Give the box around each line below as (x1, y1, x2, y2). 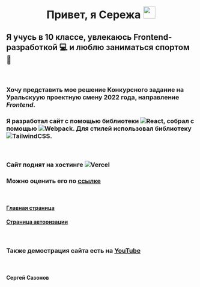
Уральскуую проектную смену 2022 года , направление (6, 93, 180, 101)
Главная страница (6, 204, 55, 212)
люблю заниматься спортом (76, 42, 190, 52)
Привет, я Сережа (46, 8, 141, 22)
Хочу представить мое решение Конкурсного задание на (6, 85, 184, 93)
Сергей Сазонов (6, 274, 49, 282)
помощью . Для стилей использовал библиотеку (6, 124, 192, 133)
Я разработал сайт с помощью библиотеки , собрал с (6, 116, 195, 125)
